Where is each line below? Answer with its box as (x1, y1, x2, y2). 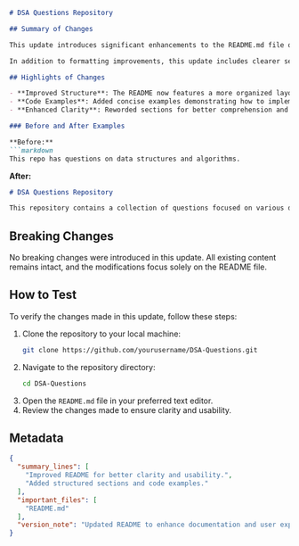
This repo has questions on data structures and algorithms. (9, 154, 241, 163)
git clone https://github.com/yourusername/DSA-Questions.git (21, 345, 258, 354)
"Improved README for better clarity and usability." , (25, 471, 233, 480)
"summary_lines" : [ (17, 462, 90, 472)
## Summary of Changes (9, 24, 93, 33)
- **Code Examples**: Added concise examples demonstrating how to (9, 97, 265, 106)
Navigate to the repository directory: (21, 361, 156, 372)
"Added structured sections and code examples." (25, 479, 209, 488)
